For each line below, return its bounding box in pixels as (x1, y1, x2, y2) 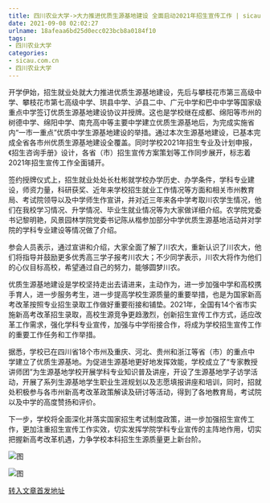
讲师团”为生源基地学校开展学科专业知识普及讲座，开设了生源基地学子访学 (8, 367, 252, 377)
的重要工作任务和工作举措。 (8, 329, 100, 339)
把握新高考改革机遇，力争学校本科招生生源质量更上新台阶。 (8, 434, 206, 443)
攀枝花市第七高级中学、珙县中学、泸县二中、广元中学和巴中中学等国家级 (22, 97, 262, 107)
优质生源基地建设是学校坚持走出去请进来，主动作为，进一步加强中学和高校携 (8, 279, 262, 289)
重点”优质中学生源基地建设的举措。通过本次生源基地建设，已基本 (39, 127, 255, 137)
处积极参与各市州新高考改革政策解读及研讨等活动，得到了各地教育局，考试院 (8, 387, 262, 397)
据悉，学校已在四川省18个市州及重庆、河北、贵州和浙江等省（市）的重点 (8, 347, 248, 357)
